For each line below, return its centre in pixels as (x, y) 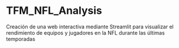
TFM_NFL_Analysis (54, 11)
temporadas (21, 39)
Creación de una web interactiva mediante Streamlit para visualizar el (90, 27)
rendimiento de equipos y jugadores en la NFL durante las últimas (86, 32)
